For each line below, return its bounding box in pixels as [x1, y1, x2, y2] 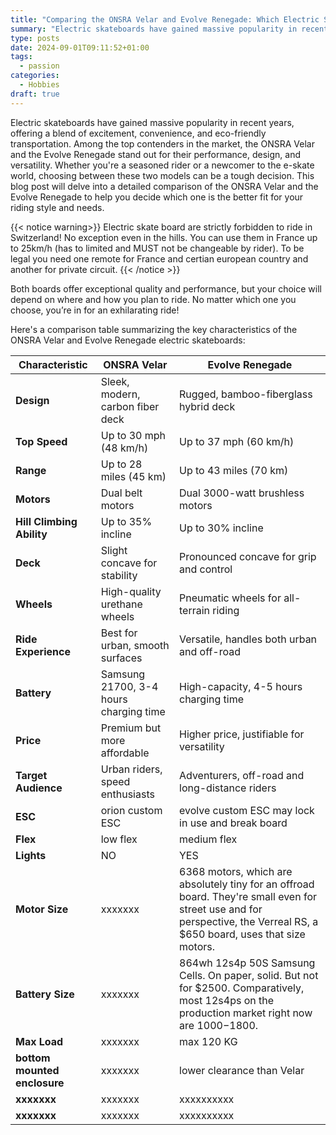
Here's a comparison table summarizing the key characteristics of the [10, 323, 298, 335]
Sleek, [100, 374, 130, 388]
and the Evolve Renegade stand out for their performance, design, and [10, 148, 301, 160]
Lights [15, 848, 47, 862]
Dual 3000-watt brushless [179, 486, 305, 500]
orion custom [100, 803, 163, 817]
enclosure [15, 1076, 65, 1090]
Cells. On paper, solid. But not [179, 968, 319, 982]
